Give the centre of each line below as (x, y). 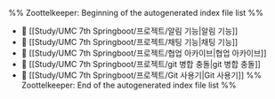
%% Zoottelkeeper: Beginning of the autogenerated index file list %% (136, 13)
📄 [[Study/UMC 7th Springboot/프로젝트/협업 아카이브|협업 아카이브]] (144, 53)
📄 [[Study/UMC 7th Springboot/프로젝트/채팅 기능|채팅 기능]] (129, 42)
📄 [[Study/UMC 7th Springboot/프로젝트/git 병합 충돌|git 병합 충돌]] (141, 64)
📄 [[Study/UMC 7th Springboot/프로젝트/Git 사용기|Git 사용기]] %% (141, 75)
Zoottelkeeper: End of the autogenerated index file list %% (129, 85)
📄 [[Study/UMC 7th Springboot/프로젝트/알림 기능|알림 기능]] (129, 31)
